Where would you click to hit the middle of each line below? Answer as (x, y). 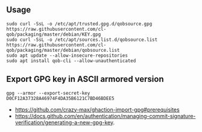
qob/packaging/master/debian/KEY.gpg (54, 34)
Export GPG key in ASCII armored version (85, 79)
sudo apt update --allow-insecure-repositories (67, 55)
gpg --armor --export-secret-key (48, 93)
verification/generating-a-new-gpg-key (64, 122)
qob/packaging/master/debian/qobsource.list (63, 50)
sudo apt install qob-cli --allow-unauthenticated (71, 61)
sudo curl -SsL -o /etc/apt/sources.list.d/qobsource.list (82, 39)
